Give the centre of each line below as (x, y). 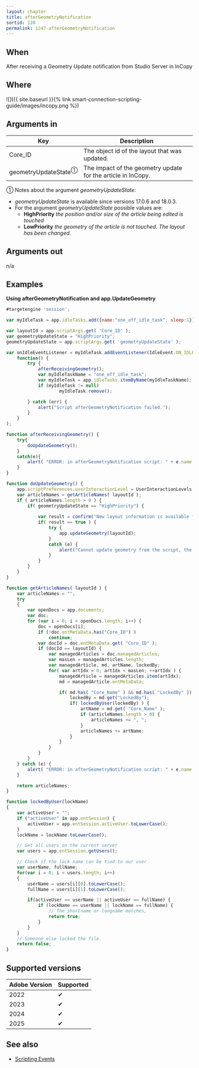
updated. (96, 158)
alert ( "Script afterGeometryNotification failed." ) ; (104, 407)
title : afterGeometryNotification (49, 17)
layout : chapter (26, 12)
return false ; (34, 944)
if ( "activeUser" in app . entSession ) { (66, 818)
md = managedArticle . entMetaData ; (102, 682)
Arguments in (32, 124)
